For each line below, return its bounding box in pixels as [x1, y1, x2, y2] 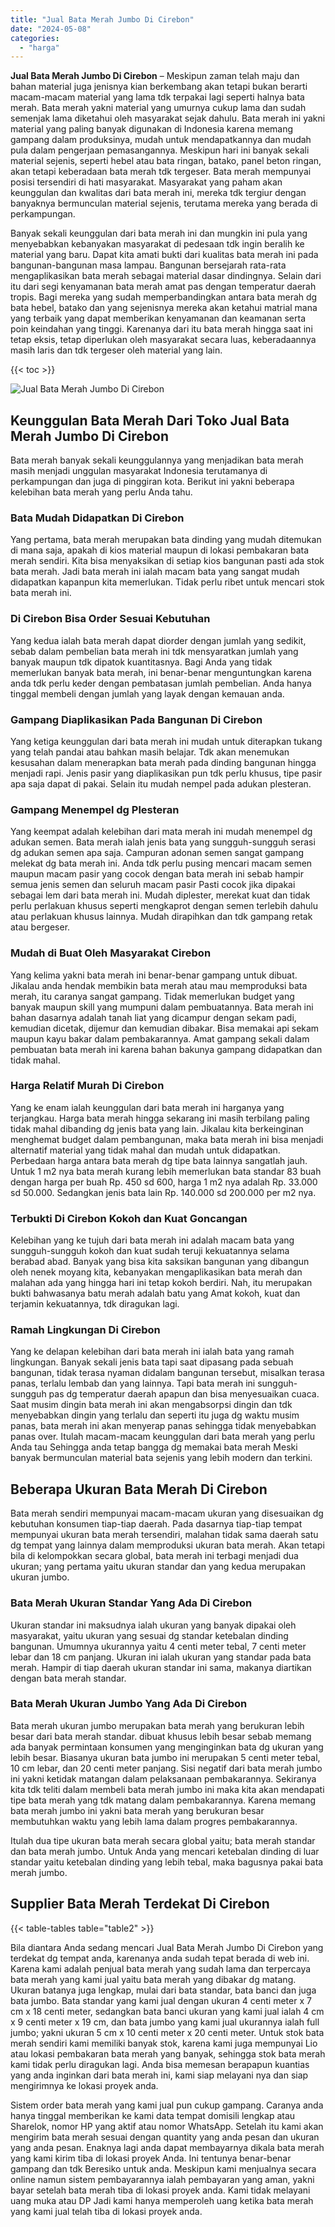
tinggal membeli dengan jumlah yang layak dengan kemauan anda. [10, 687, 285, 700]
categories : [10, 33, 60, 43]
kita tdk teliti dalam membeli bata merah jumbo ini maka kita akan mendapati [10, 1783, 325, 1795]
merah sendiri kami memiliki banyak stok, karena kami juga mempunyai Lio [10, 2037, 318, 2049]
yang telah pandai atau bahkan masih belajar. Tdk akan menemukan [10, 746, 290, 758]
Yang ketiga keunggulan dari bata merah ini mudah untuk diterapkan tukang [10, 735, 323, 747]
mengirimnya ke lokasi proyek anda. [10, 2079, 159, 2091]
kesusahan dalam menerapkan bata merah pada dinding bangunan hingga [10, 756, 317, 768]
